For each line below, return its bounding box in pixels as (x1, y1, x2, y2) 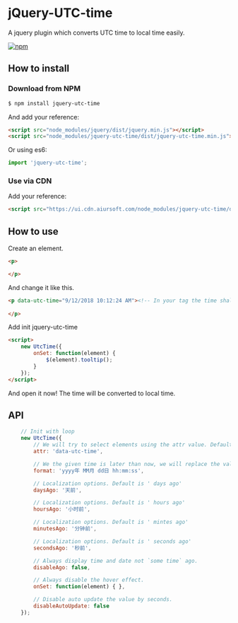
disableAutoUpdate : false (33, 602, 110, 610)
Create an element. (8, 244, 64, 252)
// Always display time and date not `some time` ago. (33, 557, 198, 564)
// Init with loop (20, 428, 75, 436)
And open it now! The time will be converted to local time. (8, 389, 176, 397)
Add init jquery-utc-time (8, 323, 78, 332)
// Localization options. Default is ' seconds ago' (33, 537, 192, 545)
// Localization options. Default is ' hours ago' (33, 499, 186, 506)
